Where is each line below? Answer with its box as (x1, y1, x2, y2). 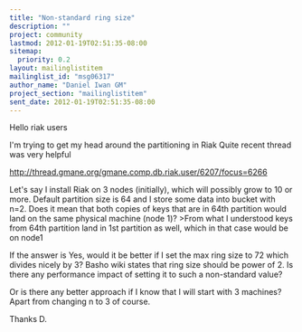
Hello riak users (9, 122, 68, 133)
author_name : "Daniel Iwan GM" (9, 81, 127, 90)
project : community (9, 30, 83, 39)
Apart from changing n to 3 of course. (9, 296, 151, 308)
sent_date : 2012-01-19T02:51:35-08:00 (9, 97, 156, 107)
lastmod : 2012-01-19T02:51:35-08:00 (9, 38, 147, 48)
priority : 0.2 (17, 55, 71, 64)
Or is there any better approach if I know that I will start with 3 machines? (9, 287, 282, 298)
